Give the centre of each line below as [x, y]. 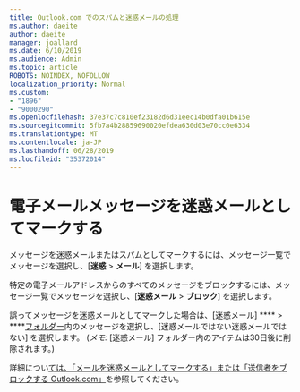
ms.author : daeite [43, 26]
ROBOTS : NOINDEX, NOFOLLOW [60, 76]
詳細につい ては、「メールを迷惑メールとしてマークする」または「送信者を [144, 368]
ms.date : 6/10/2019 [46, 51]
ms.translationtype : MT [54, 134]
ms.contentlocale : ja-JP [56, 142]
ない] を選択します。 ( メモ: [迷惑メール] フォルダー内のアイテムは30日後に [146, 337]
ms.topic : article [43, 68]
